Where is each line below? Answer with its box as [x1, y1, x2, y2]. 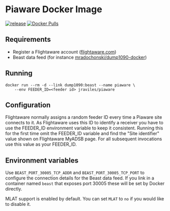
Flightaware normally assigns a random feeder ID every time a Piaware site [5, 114, 162, 120]
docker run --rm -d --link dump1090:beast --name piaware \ [5, 83, 136, 88]
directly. [5, 186, 22, 192]
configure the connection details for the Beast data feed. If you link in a [5, 175, 154, 181]
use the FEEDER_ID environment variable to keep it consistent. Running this [5, 125, 163, 131]
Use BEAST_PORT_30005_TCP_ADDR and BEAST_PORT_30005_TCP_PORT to [5, 170, 145, 176]
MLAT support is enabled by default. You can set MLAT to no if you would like [5, 196, 164, 202]
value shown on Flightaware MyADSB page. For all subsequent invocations [5, 136, 162, 142]
